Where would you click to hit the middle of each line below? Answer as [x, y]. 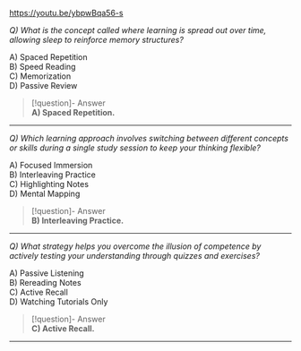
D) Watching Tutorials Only [59, 302]
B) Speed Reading [43, 67]
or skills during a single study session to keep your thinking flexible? [135, 148]
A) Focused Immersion [51, 165]
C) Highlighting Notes [49, 184]
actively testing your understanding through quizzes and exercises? [134, 256]
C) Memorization [40, 76]
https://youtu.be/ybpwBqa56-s [66, 13]
